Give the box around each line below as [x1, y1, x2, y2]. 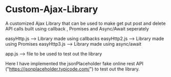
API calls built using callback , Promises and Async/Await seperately [5, 25, 149, 31]
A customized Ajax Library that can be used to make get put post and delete [5, 20, 166, 26]
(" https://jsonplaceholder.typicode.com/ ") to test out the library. [5, 66, 140, 72]
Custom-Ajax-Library [5, 4, 98, 15]
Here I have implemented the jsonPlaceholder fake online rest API [5, 60, 143, 66]
